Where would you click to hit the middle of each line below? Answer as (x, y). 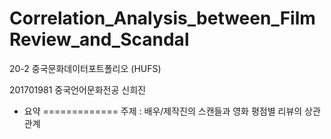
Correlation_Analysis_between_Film (162, 18)
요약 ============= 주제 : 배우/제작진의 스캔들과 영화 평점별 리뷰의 (163, 111)
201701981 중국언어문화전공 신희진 (77, 89)
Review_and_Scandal (99, 39)
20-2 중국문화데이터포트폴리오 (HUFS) (85, 68)
